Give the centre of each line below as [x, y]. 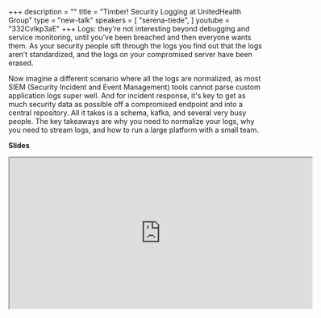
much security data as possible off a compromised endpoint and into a [126, 104]
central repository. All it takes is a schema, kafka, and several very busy [127, 113]
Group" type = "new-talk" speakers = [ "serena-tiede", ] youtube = [119, 20]
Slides [19, 145]
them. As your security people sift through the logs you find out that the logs [135, 46]
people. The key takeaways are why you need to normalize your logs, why [131, 121]
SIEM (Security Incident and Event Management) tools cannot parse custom [134, 87]
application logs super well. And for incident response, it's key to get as [127, 95]
